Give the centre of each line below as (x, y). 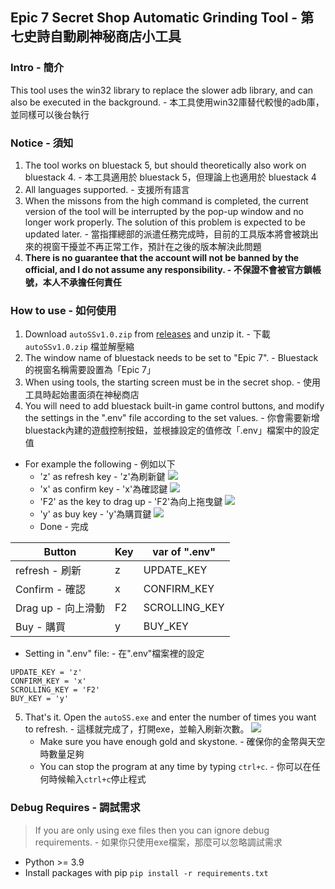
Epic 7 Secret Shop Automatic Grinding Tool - (154, 18)
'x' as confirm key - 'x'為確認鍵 (103, 489)
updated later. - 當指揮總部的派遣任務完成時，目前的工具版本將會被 (163, 234)
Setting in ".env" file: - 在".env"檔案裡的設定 (114, 654)
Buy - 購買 (40, 627)
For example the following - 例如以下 (100, 464)
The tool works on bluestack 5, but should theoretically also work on (165, 165)
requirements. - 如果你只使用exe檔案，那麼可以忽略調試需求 (158, 842)
